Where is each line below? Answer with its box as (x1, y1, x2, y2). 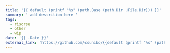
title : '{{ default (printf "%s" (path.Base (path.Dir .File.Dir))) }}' (5, 7, 162, 13)
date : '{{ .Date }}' (5, 36, 49, 41)
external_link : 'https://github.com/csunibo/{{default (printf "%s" (5, 40, 153, 45)
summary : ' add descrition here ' (5, 12, 78, 17)
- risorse (10, 21, 30, 27)
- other (10, 26, 26, 31)
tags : (5, 17, 17, 22)
